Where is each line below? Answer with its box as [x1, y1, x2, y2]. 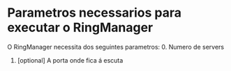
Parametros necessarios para [7, 5, 181, 21]
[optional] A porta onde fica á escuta [17, 56, 124, 64]
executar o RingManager [7, 19, 154, 35]
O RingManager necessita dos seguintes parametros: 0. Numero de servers [7, 42, 225, 51]
